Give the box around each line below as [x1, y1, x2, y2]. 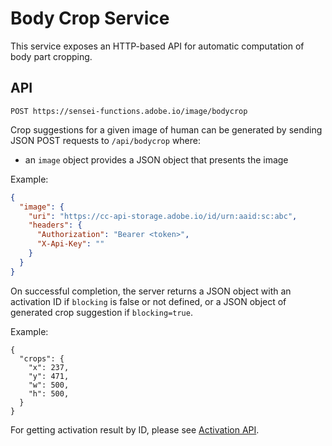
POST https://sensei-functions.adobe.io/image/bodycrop [10, 106, 248, 116]
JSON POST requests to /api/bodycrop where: [10, 134, 202, 146]
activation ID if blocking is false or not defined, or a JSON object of [10, 295, 287, 307]
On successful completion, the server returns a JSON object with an [10, 285, 292, 297]
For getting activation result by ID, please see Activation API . [10, 423, 260, 436]
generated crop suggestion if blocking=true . [10, 306, 193, 318]
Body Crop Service [10, 7, 170, 30]
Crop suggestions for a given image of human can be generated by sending [10, 123, 323, 136]
